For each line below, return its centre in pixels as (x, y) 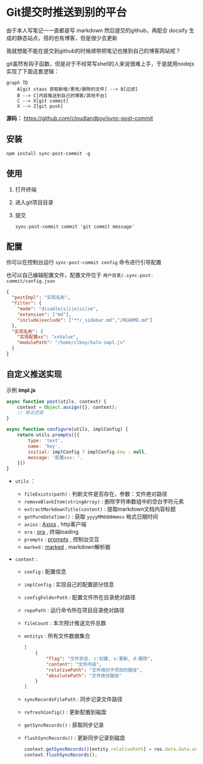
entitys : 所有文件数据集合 (57, 636)
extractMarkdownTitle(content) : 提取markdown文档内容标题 (100, 509)
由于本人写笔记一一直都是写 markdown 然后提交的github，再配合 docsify (97, 30)
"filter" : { (27, 304)
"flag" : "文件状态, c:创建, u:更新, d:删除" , (99, 659)
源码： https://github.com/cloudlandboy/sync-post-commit (80, 118)
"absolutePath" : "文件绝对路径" (84, 676)
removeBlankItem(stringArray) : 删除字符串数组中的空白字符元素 (104, 502)
